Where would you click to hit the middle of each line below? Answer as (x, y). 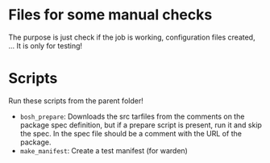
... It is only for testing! (46, 45)
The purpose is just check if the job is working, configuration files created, (132, 37)
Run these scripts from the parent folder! (76, 100)
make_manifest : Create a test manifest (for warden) (104, 150)
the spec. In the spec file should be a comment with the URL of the (131, 133)
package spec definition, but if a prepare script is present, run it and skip (141, 125)
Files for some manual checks (110, 15)
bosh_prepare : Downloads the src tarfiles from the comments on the (132, 116)
